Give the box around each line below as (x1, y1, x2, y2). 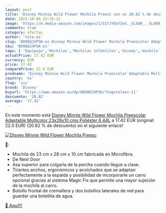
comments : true (5, 26, 37, 30)
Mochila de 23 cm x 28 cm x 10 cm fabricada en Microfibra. (12, 151, 134, 157)
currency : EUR (5, 58, 35, 62)
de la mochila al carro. (12, 183, 58, 188)
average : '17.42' (5, 99, 41, 104)
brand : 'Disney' (5, 85, 39, 90)
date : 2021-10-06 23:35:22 (5, 16, 61, 21)
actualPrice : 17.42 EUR (5, 53, 54, 58)
